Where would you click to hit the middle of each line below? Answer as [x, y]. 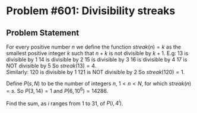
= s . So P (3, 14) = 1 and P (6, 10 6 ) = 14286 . [57, 90]
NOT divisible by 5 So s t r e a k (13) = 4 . [51, 66]
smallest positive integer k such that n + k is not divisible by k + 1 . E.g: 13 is [97, 53]
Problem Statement [43, 33]
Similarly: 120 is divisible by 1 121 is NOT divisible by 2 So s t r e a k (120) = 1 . [96, 72]
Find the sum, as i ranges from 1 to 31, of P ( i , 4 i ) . [65, 103]
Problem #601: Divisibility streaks [91, 11]
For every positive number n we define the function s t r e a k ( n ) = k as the [94, 47]
